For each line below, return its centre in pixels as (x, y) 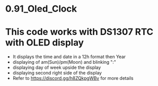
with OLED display (45, 43)
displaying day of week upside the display (57, 68)
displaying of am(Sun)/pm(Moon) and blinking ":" (64, 62)
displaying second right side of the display (57, 73)
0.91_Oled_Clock (41, 9)
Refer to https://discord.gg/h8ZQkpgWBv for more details (73, 78)
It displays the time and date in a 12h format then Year (69, 57)
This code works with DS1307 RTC (80, 32)
